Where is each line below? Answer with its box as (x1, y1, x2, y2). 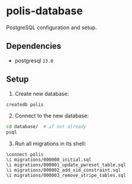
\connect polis (6, 152, 44, 158)
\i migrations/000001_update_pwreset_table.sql (6, 162, 127, 168)
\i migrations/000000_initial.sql (6, 157, 92, 163)
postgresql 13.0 (14, 57, 54, 64)
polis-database (6, 4, 83, 18)
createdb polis (6, 101, 44, 108)
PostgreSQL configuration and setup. (6, 24, 97, 31)
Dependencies (6, 41, 61, 51)
